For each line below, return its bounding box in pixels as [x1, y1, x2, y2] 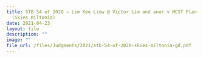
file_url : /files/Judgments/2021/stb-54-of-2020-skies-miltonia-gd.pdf [6, 43, 191, 49]
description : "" [6, 31, 47, 37]
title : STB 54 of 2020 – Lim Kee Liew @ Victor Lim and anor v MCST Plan [6, 8, 198, 15]
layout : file [6, 25, 40, 32]
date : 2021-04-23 [6, 20, 50, 26]
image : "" [6, 37, 32, 43]
